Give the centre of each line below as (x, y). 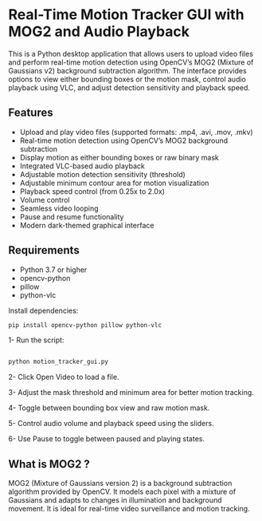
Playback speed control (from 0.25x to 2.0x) (92, 191)
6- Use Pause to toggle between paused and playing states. (107, 439)
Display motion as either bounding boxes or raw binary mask (119, 157)
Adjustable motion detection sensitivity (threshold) (102, 174)
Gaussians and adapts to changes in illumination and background (115, 500)
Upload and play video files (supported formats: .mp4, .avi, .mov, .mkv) (136, 132)
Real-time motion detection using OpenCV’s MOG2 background (124, 140)
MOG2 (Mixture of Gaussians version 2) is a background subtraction (120, 484)
